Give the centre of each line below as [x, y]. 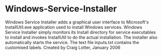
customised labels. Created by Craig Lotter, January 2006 [63, 47]
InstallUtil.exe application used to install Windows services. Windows [74, 27]
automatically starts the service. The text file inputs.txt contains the [72, 42]
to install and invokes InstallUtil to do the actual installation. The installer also [81, 37]
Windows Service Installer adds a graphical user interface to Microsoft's [77, 22]
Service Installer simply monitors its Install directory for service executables [81, 32]
